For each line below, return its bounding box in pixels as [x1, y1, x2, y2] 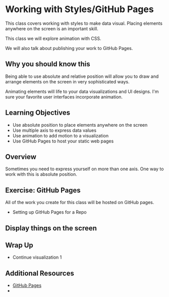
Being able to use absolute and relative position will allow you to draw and [5, 73, 159, 79]
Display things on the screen [5, 224, 97, 232]
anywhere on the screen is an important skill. [5, 25, 98, 31]
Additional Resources [5, 269, 74, 277]
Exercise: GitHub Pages [5, 186, 81, 194]
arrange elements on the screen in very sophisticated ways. [5, 78, 130, 84]
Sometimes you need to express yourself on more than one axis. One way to [5, 166, 164, 172]
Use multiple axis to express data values [12, 127, 97, 133]
